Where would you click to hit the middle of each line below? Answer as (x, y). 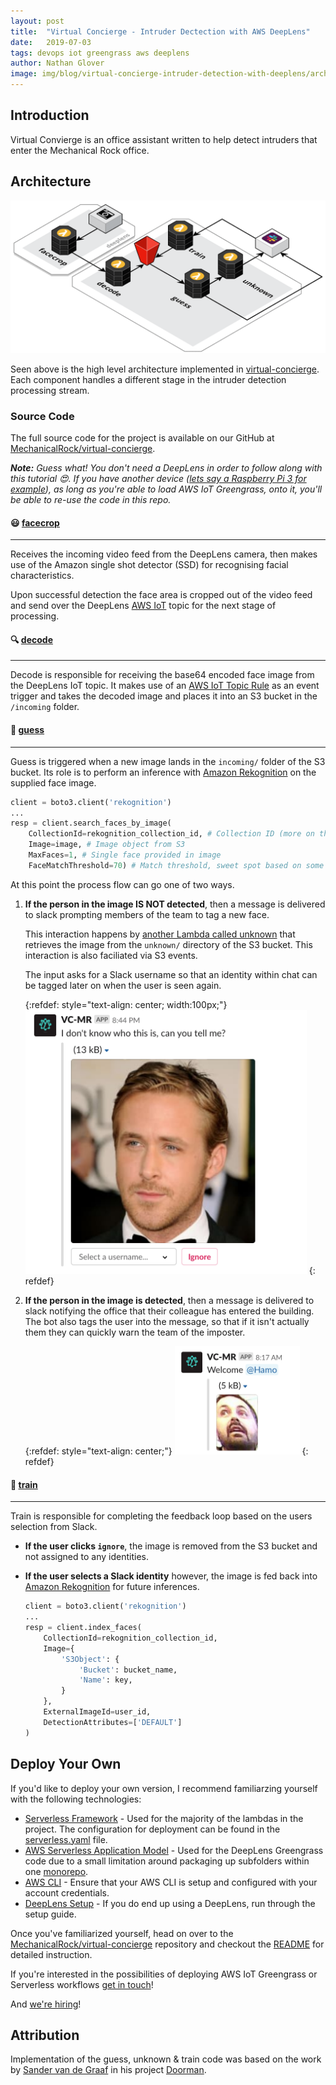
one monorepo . (56, 1871)
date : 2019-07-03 (51, 42)
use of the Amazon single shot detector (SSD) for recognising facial (149, 565)
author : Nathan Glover (57, 63)
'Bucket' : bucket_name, (128, 1670)
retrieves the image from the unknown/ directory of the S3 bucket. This (168, 944)
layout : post (37, 21)
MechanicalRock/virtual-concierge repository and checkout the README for (167, 1944)
